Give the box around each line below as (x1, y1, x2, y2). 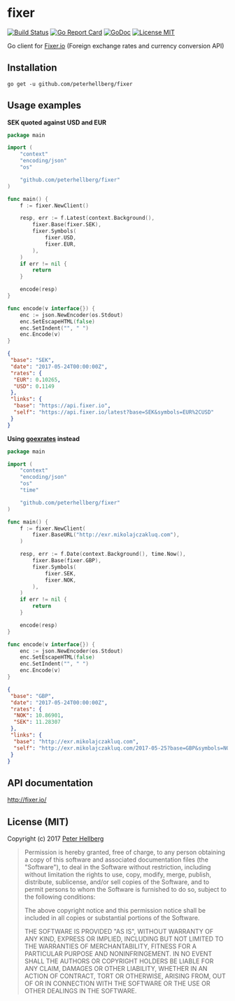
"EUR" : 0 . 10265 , (13, 376, 61, 383)
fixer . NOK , (44, 576, 77, 584)
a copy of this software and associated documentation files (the (24, 855, 208, 864)
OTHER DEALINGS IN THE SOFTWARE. (24, 987, 137, 995)
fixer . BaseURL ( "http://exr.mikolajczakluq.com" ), (32, 531, 180, 538)
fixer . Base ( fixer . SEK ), (32, 221, 101, 228)
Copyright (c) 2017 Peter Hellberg (7, 834, 104, 843)
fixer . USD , (44, 234, 77, 241)
